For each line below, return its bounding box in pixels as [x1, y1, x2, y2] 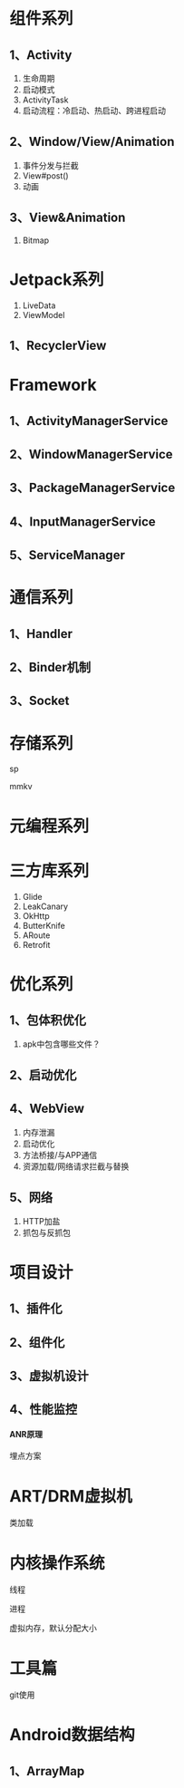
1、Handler [9, 626, 73, 642]
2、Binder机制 [9, 660, 92, 675]
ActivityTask [22, 94, 69, 105]
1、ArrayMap [9, 1764, 85, 1779]
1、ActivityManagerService [9, 413, 169, 429]
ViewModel [22, 309, 65, 320]
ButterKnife [22, 920, 65, 931]
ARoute [22, 930, 51, 941]
